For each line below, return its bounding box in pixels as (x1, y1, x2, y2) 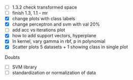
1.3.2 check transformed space (12, 5, 77, 10)
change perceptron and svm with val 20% (12, 21, 100, 27)
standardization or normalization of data (12, 69, 96, 75)
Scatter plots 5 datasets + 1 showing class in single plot (12, 44, 128, 50)
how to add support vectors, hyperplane (12, 33, 97, 39)
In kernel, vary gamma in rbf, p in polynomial (12, 38, 106, 44)
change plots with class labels (12, 16, 76, 22)
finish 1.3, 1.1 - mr (12, 10, 48, 16)
